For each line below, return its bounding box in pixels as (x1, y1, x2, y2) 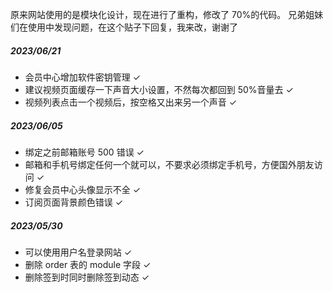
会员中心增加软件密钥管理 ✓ (24, 71, 142, 83)
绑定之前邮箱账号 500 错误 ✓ (24, 146, 145, 158)
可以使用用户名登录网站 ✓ (24, 246, 133, 258)
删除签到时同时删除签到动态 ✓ (24, 271, 150, 283)
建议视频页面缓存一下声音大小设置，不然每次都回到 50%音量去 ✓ (24, 83, 294, 95)
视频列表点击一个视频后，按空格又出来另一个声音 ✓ (24, 96, 238, 108)
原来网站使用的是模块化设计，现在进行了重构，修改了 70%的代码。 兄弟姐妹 (10, 9, 324, 20)
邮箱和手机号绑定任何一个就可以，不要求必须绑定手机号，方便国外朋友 (24, 158, 315, 170)
